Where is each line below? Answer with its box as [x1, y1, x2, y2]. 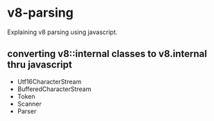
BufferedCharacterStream [17, 85, 92, 93]
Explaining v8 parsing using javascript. [7, 28, 118, 36]
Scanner [17, 99, 42, 108]
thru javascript [7, 59, 72, 71]
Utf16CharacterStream [17, 77, 82, 86]
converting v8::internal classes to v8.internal [7, 48, 207, 60]
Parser [17, 106, 37, 115]
